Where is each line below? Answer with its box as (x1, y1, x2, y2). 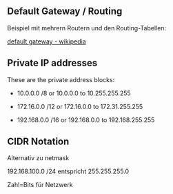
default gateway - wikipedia (7, 37, 86, 46)
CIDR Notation (7, 136, 70, 148)
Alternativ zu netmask (7, 154, 70, 162)
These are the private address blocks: (7, 75, 115, 84)
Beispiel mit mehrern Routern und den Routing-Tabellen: (7, 23, 167, 32)
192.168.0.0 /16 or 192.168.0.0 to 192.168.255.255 (17, 115, 155, 124)
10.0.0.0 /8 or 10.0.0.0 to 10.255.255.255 (17, 89, 131, 97)
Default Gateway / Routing (7, 6, 123, 17)
